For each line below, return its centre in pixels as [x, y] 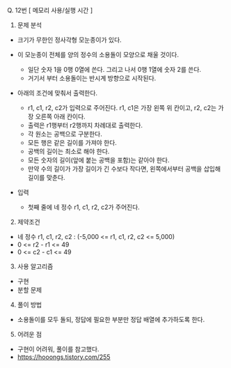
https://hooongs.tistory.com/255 [64, 357]
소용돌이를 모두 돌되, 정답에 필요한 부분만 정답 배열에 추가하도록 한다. [111, 320]
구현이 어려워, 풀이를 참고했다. [58, 349]
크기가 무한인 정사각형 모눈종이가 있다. [69, 40]
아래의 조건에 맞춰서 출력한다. [57, 93]
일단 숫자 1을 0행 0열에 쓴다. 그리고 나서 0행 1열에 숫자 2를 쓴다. [114, 69]
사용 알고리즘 [35, 266]
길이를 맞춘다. [46, 177]
